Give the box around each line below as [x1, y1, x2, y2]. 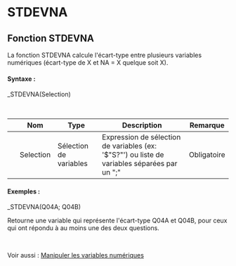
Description [122, 120, 162, 130]
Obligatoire [188, 150, 225, 160]
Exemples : [7, 187, 41, 196]
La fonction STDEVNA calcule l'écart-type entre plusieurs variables [7, 51, 202, 59]
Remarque [189, 120, 225, 130]
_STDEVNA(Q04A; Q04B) [7, 203, 81, 211]
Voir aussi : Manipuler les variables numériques [7, 251, 144, 260]
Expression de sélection [101, 132, 181, 142]
